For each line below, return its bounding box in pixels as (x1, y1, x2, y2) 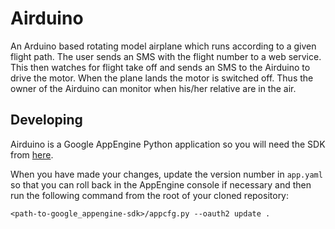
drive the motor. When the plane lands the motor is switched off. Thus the (10, 72, 314, 84)
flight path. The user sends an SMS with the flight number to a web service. (10, 50, 322, 62)
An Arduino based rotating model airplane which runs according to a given (10, 40, 317, 52)
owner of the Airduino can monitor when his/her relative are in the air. (10, 82, 297, 94)
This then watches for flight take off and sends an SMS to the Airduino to (10, 61, 311, 73)
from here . (10, 148, 54, 161)
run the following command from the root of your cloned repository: (10, 189, 290, 201)
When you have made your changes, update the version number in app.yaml (10, 168, 323, 180)
